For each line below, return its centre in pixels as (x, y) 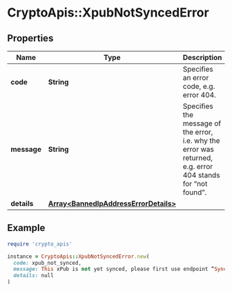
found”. (195, 192)
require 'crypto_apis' (40, 244)
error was (198, 149)
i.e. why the (201, 141)
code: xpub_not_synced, (47, 263)
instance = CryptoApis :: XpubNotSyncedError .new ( (78, 257)
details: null (33, 276)
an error (196, 78)
